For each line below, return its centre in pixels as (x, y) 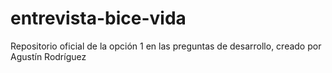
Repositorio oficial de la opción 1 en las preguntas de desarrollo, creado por (166, 46)
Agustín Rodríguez (48, 56)
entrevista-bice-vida (98, 18)
